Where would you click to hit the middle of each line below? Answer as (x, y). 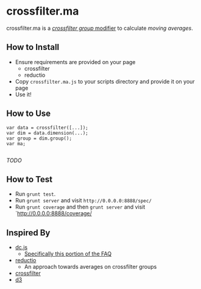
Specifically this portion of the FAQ (68, 254)
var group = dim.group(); (39, 138)
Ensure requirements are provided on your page (75, 62)
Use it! (23, 94)
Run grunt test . (35, 194)
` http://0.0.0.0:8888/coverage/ (54, 213)
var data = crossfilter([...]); (47, 127)
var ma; (16, 144)
